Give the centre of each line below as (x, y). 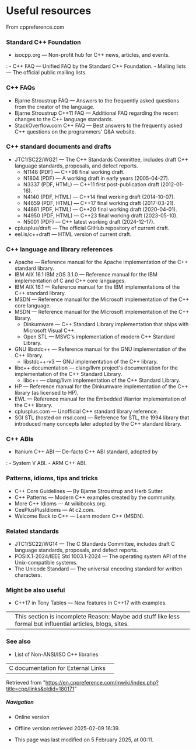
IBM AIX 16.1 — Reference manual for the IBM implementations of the (97, 287)
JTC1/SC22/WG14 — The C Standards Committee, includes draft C (94, 544)
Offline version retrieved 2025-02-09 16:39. (67, 728)
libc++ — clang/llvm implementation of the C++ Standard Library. (102, 380)
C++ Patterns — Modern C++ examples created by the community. (95, 497)
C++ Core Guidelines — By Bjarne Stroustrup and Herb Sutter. (89, 491)
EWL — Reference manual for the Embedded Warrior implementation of (100, 399)
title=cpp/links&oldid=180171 (40, 689)
